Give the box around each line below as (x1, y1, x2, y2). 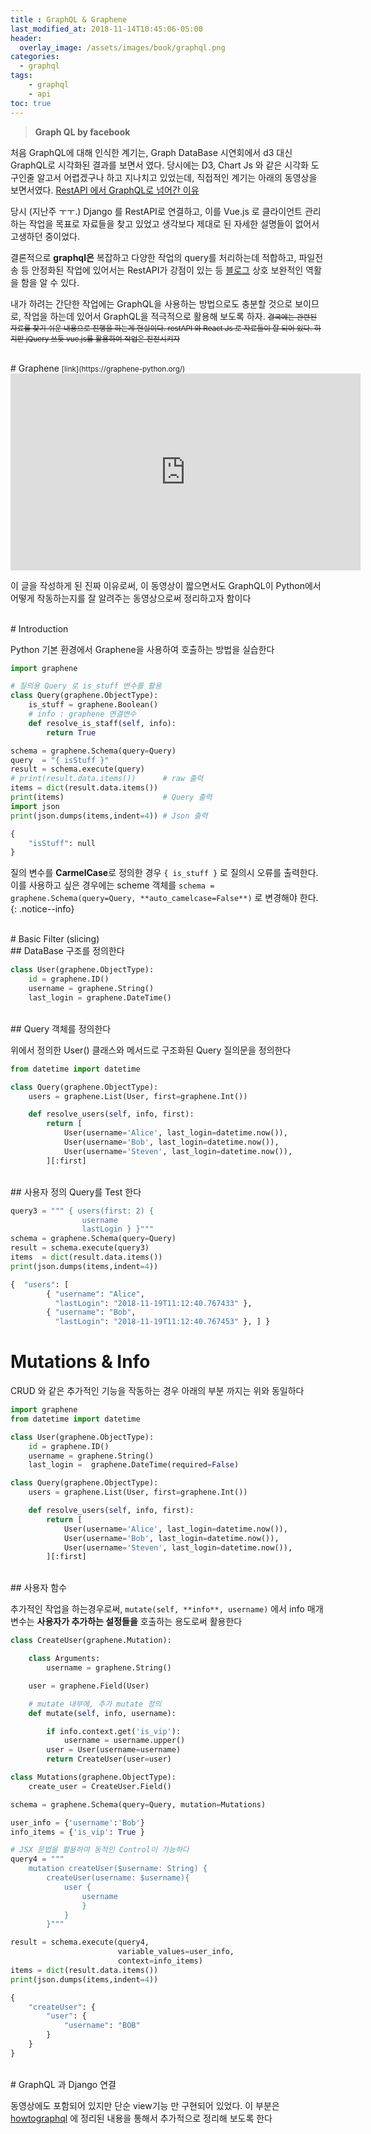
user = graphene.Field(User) (28, 1681, 150, 1691)
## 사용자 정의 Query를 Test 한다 (10, 1186, 142, 1198)
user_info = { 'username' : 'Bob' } (10, 1817, 145, 1828)
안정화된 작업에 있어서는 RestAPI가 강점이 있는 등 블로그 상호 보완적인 (31, 264, 304, 276)
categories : (10, 52, 60, 62)
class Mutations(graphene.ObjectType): (10, 1772, 177, 1783)
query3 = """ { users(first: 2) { (10, 1206, 155, 1216)
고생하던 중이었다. (10, 230, 81, 242)
